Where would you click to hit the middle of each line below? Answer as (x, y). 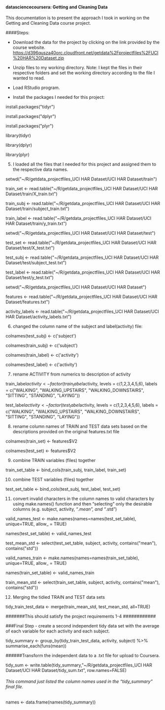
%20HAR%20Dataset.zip (38, 58)
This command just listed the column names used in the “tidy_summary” (79, 681)
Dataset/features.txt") (28, 302)
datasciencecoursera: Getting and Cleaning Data (57, 7)
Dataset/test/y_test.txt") (30, 278)
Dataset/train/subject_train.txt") (37, 209)
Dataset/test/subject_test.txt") (36, 263)
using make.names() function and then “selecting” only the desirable (82, 503)
